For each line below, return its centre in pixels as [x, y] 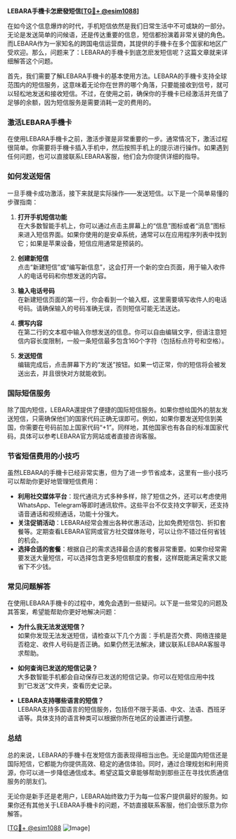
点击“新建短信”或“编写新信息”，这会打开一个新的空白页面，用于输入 [115, 267]
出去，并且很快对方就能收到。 [67, 373]
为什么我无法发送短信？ [51, 627]
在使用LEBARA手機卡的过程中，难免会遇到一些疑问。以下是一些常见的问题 [114, 603]
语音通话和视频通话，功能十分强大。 [70, 514]
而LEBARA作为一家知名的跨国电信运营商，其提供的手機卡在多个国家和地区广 [118, 44]
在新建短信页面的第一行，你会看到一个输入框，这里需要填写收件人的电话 [122, 299]
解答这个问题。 [35, 61]
